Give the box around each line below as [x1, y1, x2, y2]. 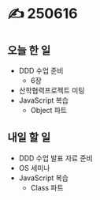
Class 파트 [30, 183, 64, 192]
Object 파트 [30, 106, 68, 115]
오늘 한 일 [7, 43, 51, 57]
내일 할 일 [7, 130, 51, 145]
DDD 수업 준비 [18, 66, 64, 75]
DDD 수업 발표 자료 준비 [18, 153, 93, 163]
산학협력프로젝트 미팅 [18, 86, 85, 95]
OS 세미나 [18, 163, 50, 172]
